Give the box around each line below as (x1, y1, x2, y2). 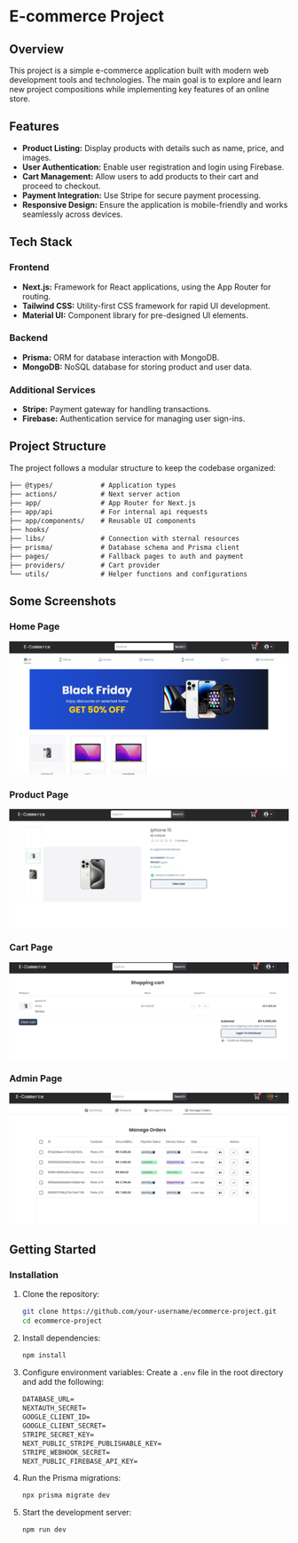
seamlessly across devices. (21, 209, 123, 219)
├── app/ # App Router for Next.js (9, 498, 197, 507)
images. (21, 152, 51, 163)
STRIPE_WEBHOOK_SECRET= (21, 1448, 111, 1457)
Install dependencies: (21, 1332, 101, 1343)
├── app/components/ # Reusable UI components (9, 516, 197, 525)
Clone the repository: (21, 1289, 100, 1300)
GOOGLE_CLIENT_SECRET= (21, 1421, 106, 1430)
